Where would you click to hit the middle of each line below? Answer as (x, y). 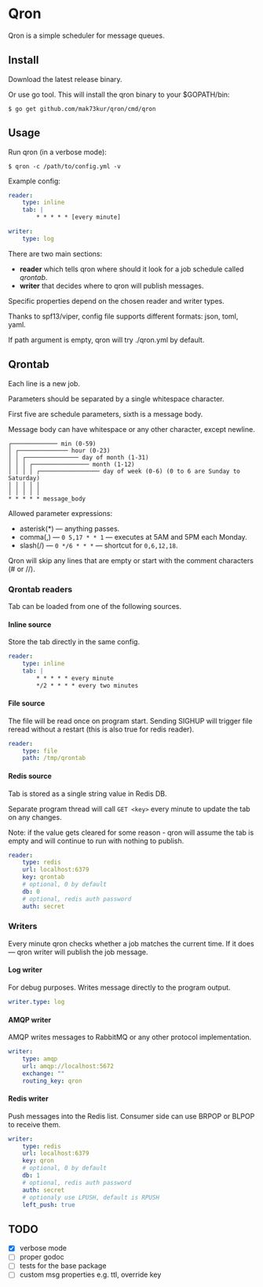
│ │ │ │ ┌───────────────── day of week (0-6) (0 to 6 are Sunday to (124, 471)
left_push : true (49, 1204)
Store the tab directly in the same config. (74, 642)
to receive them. (35, 1124)
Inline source (30, 624)
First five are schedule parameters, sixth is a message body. (106, 414)
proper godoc (42, 1257)
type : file (40, 751)
